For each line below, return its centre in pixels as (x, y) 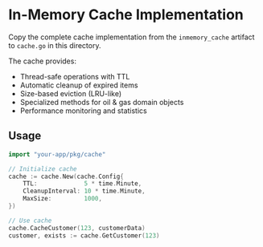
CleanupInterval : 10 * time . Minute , (84, 191)
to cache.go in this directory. (55, 45)
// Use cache (30, 221)
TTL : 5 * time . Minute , (82, 184)
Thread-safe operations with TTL (75, 76)
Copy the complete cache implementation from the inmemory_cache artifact (131, 37)
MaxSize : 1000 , (63, 199)
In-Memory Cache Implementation (126, 15)
